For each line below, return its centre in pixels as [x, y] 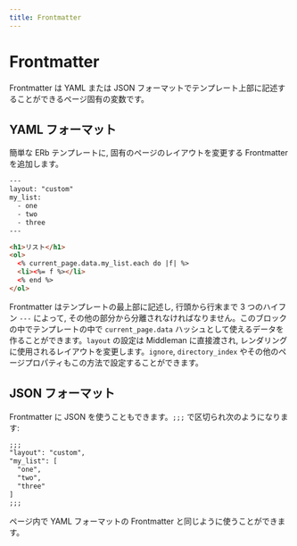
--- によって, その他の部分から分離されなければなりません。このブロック [153, 317]
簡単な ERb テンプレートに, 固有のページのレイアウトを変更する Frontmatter [148, 153]
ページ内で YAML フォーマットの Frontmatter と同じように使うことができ [144, 521]
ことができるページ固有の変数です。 [83, 98]
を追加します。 [37, 164]
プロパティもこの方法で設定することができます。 [114, 362]
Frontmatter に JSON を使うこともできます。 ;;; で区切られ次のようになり [145, 416]
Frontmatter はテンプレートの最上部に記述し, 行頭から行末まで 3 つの [136, 307]
